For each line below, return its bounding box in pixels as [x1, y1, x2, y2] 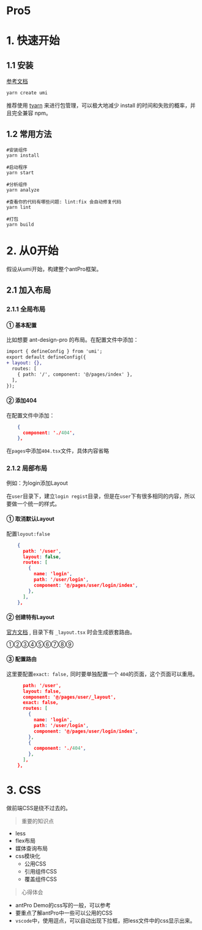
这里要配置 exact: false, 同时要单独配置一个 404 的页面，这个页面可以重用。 [6, 670, 198, 677]
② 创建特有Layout [6, 613, 55, 621]
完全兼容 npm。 [11, 109, 52, 117]
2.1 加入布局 [6, 285, 51, 296]
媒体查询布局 [15, 845, 48, 852]
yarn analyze [6, 187, 40, 193]
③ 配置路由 [6, 655, 37, 663]
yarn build [6, 221, 34, 227]
